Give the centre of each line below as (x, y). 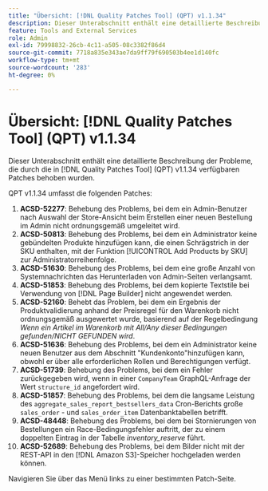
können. (33, 463)
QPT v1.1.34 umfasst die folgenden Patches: (81, 193)
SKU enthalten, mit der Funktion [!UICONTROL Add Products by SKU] (134, 251)
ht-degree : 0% (32, 75)
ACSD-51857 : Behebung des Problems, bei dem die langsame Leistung (137, 395)
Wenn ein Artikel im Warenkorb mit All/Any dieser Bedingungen (123, 327)
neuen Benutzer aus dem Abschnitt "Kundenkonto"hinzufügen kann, (132, 353)
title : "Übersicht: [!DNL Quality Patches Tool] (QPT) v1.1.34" (117, 16)
